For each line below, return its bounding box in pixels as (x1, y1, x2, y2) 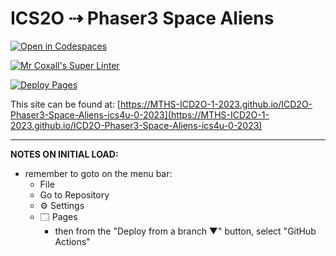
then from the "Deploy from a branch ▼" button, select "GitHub (54, 225, 317, 237)
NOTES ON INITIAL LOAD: (10, 148, 119, 160)
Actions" (54, 235, 91, 247)
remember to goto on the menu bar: (24, 167, 173, 179)
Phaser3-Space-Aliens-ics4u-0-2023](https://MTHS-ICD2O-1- (10, 108, 270, 121)
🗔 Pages (39, 210, 78, 222)
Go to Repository (39, 188, 110, 201)
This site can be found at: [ (10, 98, 121, 110)
